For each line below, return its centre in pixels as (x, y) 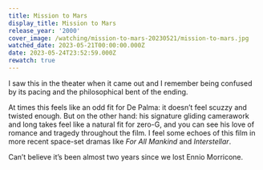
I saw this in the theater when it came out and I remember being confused (130, 83)
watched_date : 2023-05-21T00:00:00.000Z (77, 46)
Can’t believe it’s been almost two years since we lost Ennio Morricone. (126, 156)
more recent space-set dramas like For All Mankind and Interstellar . (120, 141)
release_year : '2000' (45, 30)
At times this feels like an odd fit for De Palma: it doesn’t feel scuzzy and (127, 107)
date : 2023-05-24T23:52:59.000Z (62, 53)
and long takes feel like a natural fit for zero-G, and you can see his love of (131, 124)
